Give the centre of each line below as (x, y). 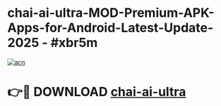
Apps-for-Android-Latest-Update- (110, 28)
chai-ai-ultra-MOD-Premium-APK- (111, 13)
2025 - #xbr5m (53, 43)
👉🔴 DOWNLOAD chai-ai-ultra (97, 92)
